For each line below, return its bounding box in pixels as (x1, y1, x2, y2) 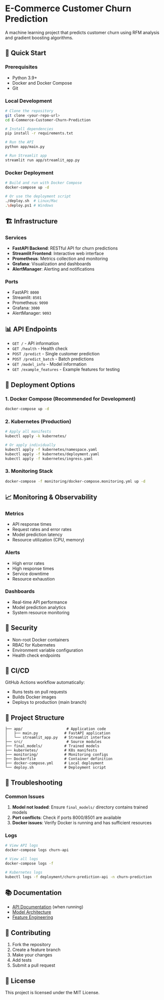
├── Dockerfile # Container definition (5, 757, 113, 762)
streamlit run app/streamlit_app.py (5, 158, 80, 163)
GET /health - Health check (12, 346, 68, 351)
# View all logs (5, 857, 38, 861)
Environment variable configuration (12, 647, 83, 653)
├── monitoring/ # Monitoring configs (5, 752, 109, 757)
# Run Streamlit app (5, 153, 47, 158)
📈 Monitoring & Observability (5, 493, 97, 501)
